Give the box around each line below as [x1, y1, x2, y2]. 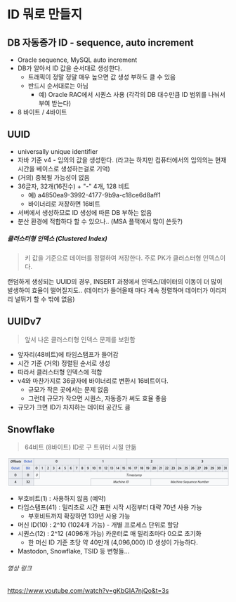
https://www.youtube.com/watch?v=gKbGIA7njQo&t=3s [7, 587, 169, 595]
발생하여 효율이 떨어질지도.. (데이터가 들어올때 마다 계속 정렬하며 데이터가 [7, 286, 209, 294]
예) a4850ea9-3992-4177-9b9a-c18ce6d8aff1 [27, 190, 161, 199]
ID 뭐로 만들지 [7, 6, 83, 22]
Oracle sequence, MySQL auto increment [17, 55, 138, 64]
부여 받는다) [38, 99, 72, 107]
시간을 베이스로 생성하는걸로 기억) [17, 164, 110, 173]
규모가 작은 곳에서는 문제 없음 [27, 385, 109, 393]
